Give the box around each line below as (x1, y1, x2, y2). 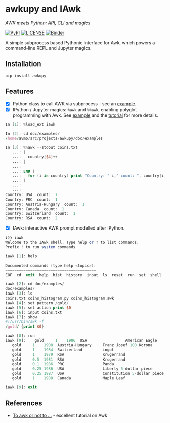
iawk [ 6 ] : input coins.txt (5, 310, 62, 315)
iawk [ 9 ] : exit (5, 384, 37, 390)
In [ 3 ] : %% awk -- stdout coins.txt (5, 145, 78, 150)
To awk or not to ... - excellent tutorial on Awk (12, 412, 108, 418)
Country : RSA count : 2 (5, 216, 58, 221)
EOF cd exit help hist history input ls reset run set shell (5, 272, 162, 277)
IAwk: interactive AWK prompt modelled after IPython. (12, 225, 125, 231)
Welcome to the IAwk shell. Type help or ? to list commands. (5, 240, 139, 245)
